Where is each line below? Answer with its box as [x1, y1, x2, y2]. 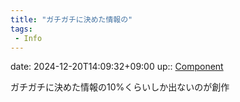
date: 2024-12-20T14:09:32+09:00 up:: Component [10, 61, 224, 73]
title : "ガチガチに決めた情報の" [10, 14, 133, 25]
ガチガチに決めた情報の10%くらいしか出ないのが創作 [10, 81, 230, 93]
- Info [14, 33, 43, 43]
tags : [10, 24, 33, 34]
